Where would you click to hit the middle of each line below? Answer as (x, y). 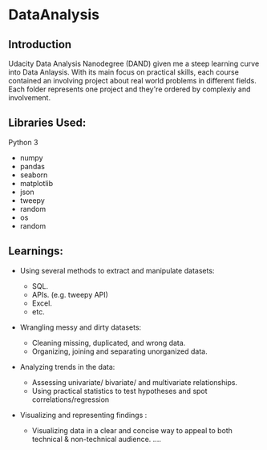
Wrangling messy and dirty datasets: (81, 327)
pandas (32, 166)
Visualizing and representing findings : (83, 415)
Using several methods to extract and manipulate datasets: (117, 270)
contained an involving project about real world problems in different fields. (132, 81)
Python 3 (23, 142)
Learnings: (36, 251)
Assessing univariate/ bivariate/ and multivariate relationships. (135, 382)
